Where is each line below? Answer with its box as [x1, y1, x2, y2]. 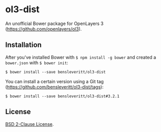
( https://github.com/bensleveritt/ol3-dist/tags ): [5, 84, 103, 90]
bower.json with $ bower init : [5, 60, 69, 66]
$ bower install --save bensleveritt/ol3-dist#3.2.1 [5, 93, 120, 99]
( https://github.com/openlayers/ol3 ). [5, 25, 82, 32]
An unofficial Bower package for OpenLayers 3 [5, 20, 103, 27]
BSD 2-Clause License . [5, 121, 54, 127]
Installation [5, 41, 42, 49]
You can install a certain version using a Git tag [5, 78, 104, 85]
